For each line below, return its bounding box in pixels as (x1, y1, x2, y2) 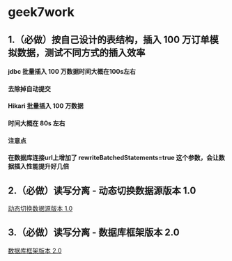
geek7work (8, 4, 75, 20)
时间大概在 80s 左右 (8, 119, 65, 127)
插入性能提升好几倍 (13, 162, 69, 171)
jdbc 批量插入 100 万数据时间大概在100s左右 (8, 68, 137, 76)
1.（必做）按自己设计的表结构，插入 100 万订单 (8, 33, 210, 45)
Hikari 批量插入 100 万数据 (8, 102, 84, 110)
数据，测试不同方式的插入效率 (17, 47, 146, 58)
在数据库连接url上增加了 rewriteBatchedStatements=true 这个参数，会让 (8, 154, 219, 162)
